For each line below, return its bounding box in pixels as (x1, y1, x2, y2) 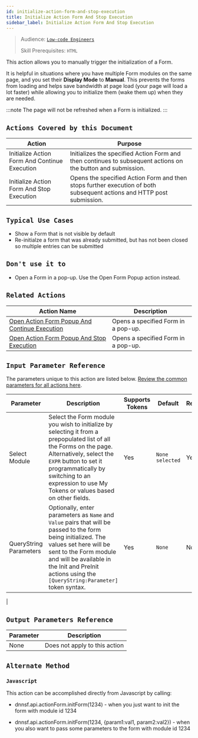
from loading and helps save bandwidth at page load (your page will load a (6, 83, 187, 90)
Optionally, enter (48, 503, 94, 512)
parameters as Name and (48, 511, 114, 519)
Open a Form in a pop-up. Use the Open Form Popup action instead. (14, 274, 181, 281)
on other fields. (48, 494, 90, 502)
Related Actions (6, 291, 66, 299)
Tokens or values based (48, 487, 115, 495)
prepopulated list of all (48, 435, 111, 443)
